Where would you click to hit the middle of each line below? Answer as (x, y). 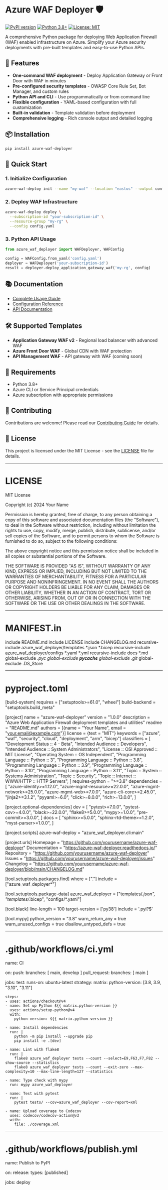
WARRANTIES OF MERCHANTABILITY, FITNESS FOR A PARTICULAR (76, 576)
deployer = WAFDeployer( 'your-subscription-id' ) (57, 263)
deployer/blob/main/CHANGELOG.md (44, 869)
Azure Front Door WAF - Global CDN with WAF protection (72, 351)
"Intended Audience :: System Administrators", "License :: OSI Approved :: (81, 749)
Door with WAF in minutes (39, 80)
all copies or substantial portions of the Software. (56, 556)
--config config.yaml (32, 226)
